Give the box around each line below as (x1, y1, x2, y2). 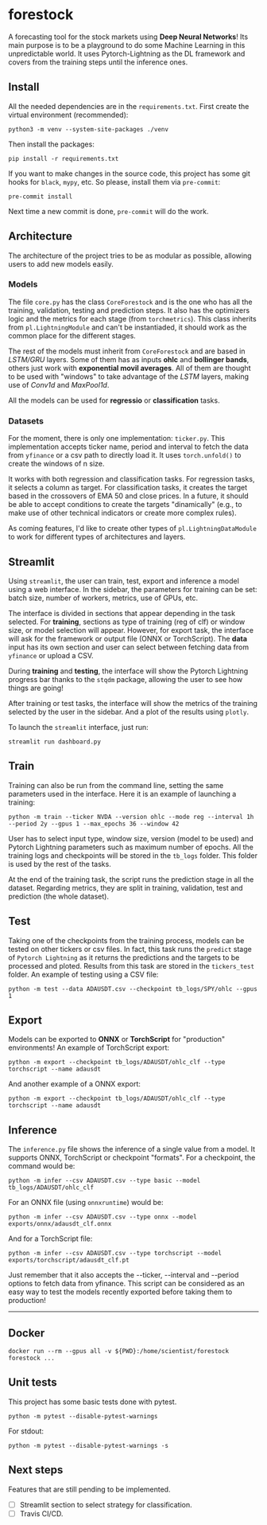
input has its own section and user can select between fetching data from (8, 642, 249, 652)
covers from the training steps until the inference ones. (8, 57, 188, 67)
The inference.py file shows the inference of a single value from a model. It (8, 1145, 256, 1154)
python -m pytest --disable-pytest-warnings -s (8, 1441, 169, 1449)
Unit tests (8, 1375, 57, 1390)
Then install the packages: (8, 139, 95, 149)
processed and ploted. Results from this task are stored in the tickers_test (8, 961, 255, 970)
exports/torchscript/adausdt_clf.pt (8, 1256, 130, 1265)
